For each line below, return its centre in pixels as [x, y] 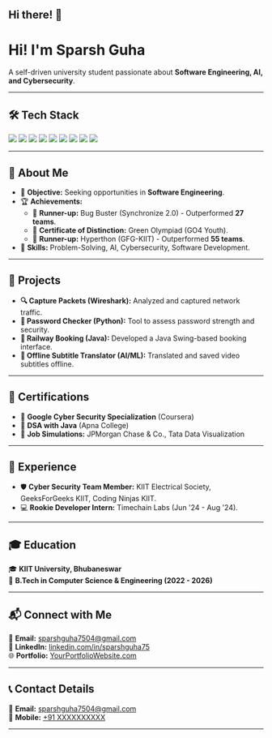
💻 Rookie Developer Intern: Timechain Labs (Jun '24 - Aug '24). [129, 508]
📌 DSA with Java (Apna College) [74, 425]
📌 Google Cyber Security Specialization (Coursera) [107, 416]
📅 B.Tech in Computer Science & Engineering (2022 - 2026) [110, 581]
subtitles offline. [47, 364]
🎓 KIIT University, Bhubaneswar [65, 569]
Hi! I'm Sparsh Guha [77, 50]
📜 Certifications [49, 397]
